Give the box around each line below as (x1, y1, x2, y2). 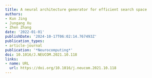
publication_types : (5, 39, 45, 44)
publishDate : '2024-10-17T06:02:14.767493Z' (5, 34, 97, 39)
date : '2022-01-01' (5, 30, 45, 34)
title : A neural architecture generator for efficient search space (5, 7, 147, 12)
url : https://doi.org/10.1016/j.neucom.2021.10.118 (9, 66, 117, 71)
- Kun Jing (5, 16, 27, 21)
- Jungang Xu (5, 20, 32, 26)
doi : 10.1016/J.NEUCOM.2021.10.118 (5, 52, 77, 57)
